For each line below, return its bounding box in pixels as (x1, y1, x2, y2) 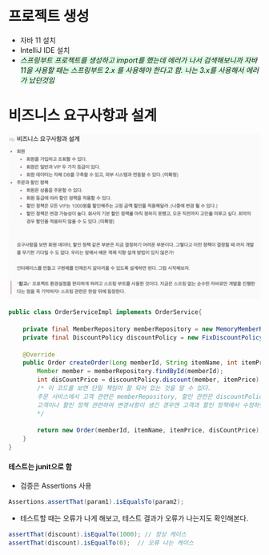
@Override (22, 350, 56, 359)
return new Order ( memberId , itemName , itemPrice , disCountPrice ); (37, 426, 263, 435)
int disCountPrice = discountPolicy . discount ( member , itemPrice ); (37, 376, 263, 384)
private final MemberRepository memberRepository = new (22, 325, 214, 333)
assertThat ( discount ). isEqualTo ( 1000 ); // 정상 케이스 (8, 530, 187, 539)
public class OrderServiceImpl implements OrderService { (8, 308, 203, 316)
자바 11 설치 (19, 35, 56, 45)
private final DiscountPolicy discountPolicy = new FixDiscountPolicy (22, 333, 263, 341)
